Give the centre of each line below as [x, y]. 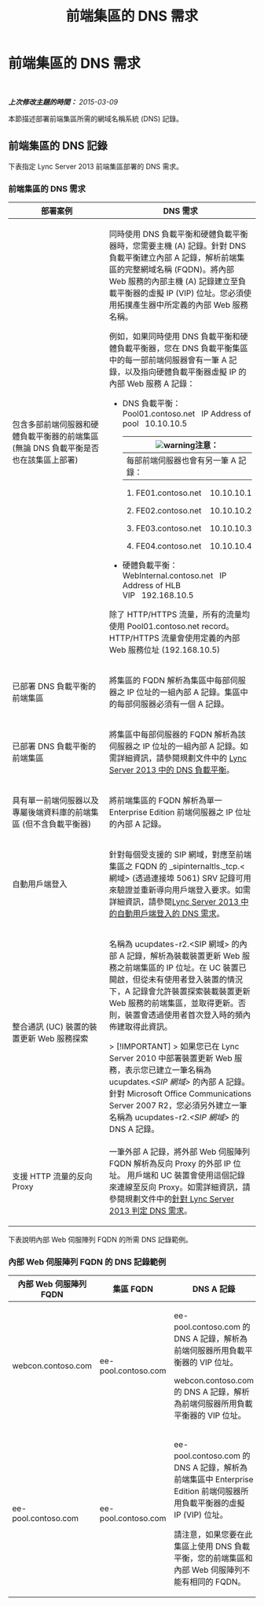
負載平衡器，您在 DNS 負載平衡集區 [183, 349]
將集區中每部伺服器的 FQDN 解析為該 [177, 735]
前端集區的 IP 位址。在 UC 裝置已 [185, 968]
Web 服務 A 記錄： [161, 384]
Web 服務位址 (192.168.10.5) [165, 650]
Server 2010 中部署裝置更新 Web [170, 1058]
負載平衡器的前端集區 [60, 436]
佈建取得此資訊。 [141, 1027]
